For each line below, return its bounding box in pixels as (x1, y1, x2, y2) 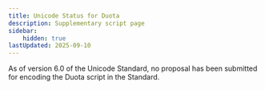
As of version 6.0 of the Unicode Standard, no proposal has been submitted (8, 63, 258, 73)
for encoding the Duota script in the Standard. (8, 72, 160, 82)
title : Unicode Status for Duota (8, 11, 120, 20)
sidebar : (8, 27, 38, 35)
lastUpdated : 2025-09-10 (8, 42, 91, 50)
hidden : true (22, 34, 66, 43)
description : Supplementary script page (8, 19, 146, 27)
